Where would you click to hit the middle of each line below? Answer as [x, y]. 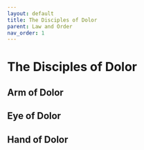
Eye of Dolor [34, 116]
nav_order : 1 [26, 33]
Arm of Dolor [35, 92]
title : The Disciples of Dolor [52, 20]
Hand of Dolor [38, 139]
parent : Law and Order [40, 26]
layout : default [30, 13]
